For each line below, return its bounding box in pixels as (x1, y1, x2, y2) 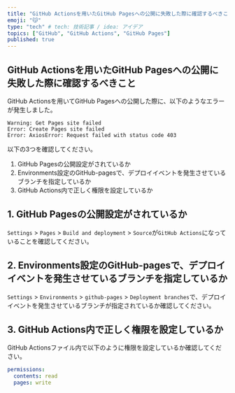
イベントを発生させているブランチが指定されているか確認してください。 (7, 301, 215, 310)
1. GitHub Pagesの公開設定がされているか (7, 208, 187, 220)
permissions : (7, 366, 45, 373)
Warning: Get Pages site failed (7, 120, 101, 127)
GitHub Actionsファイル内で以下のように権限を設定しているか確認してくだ (7, 343, 222, 352)
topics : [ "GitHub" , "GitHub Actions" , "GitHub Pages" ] (7, 29, 171, 37)
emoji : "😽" (7, 17, 41, 24)
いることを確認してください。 (7, 237, 93, 245)
